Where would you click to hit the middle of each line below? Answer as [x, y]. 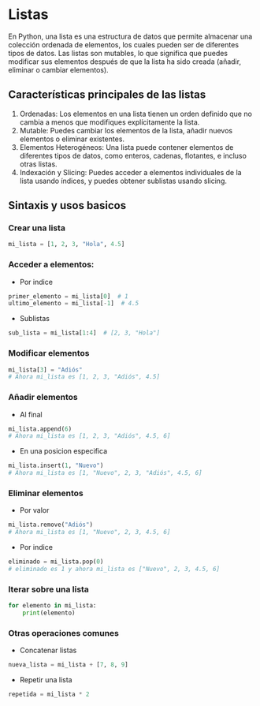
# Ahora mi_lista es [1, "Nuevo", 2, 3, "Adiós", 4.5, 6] [105, 473]
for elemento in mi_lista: [52, 606]
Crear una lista [37, 228]
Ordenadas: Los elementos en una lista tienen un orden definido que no [136, 114]
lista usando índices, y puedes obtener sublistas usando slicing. [123, 181]
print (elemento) [49, 613]
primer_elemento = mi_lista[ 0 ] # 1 [68, 296]
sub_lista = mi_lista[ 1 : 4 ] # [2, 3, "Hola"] [84, 333]
